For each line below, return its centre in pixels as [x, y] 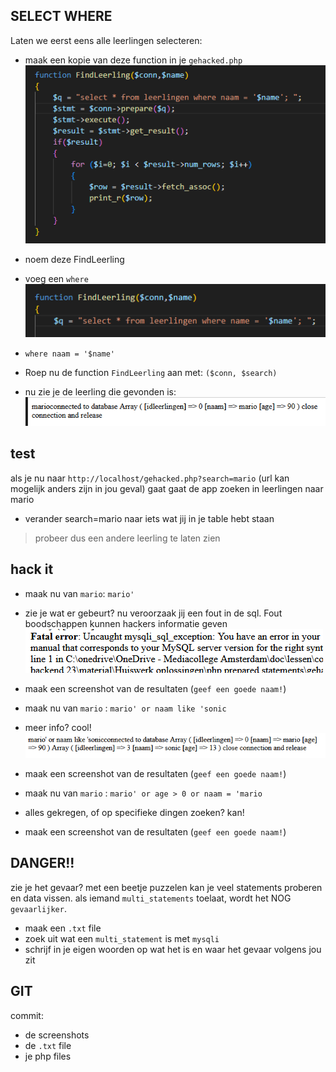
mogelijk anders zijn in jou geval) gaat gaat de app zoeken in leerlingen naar [167, 488]
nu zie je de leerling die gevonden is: [100, 392]
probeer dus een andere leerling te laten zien [127, 538]
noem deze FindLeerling [74, 260]
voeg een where [56, 279]
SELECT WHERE [61, 16]
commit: [27, 1015]
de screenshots [57, 1035]
